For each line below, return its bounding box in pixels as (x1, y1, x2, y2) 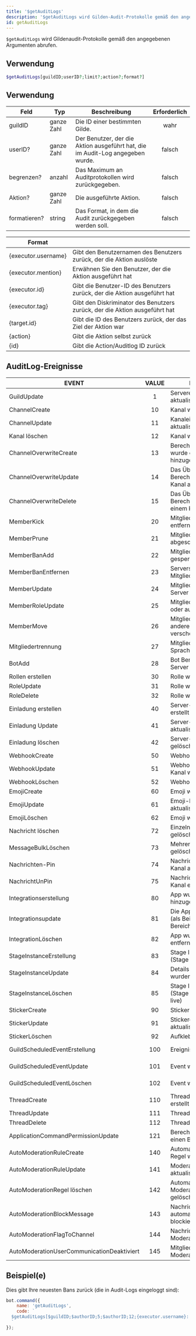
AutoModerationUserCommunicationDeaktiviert (9, 1247, 140, 1255)
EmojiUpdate (9, 800, 44, 808)
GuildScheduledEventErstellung (9, 1045, 96, 1053)
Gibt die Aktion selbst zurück (72, 332, 152, 340)
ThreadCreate (9, 1096, 48, 1104)
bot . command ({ (6, 1297, 41, 1303)
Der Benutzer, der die (75, 134, 134, 142)
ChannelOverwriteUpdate (9, 473, 79, 481)
